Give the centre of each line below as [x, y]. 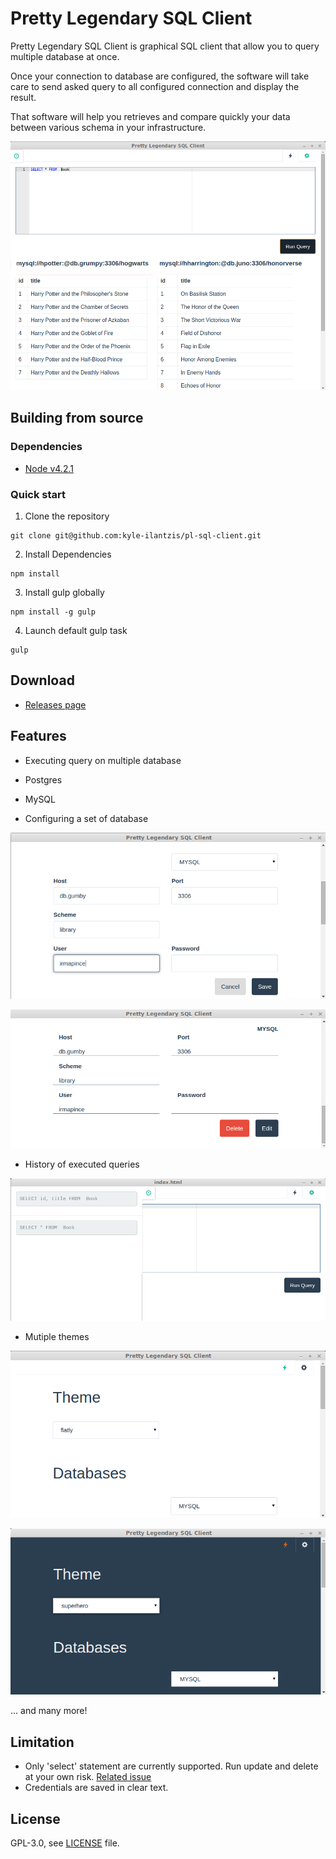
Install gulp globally [64, 592]
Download [42, 680]
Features [38, 736]
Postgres [43, 779]
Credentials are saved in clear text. [96, 1788]
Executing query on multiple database [103, 760]
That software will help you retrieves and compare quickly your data [150, 116]
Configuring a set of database [86, 818]
